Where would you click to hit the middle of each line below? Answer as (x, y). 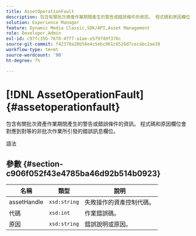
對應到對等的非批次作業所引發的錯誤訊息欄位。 (62, 131)
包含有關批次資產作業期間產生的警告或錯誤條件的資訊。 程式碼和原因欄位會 (96, 124)
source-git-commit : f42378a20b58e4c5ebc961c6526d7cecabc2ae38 (83, 45)
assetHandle (26, 202)
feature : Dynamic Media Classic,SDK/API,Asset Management (78, 28)
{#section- (43, 164)
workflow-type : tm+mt (32, 50)
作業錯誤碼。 (102, 213)
